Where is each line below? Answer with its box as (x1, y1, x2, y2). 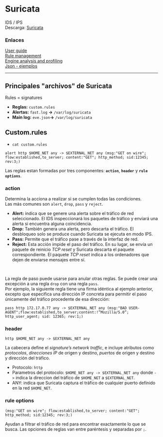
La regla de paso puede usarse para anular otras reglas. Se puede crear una (5, 275, 158, 282)
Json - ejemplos (5, 63, 38, 69)
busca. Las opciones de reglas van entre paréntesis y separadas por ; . (5, 426, 147, 432)
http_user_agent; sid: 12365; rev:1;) (5, 314, 83, 319)
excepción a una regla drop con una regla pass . (5, 281, 99, 287)
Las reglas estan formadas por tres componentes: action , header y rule (5, 167, 148, 173)
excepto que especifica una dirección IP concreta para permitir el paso (5, 291, 147, 297)
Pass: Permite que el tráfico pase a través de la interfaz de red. (12, 236, 139, 242)
